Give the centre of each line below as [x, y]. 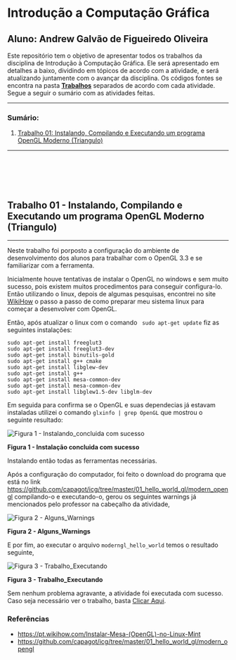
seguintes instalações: [40, 330]
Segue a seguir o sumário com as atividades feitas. [81, 93]
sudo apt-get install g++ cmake [54, 362]
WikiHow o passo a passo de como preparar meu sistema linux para [106, 302]
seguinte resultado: [35, 420]
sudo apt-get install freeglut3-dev [61, 349]
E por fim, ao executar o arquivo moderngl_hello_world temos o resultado [113, 545]
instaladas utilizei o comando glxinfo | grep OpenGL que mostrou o [105, 413]
